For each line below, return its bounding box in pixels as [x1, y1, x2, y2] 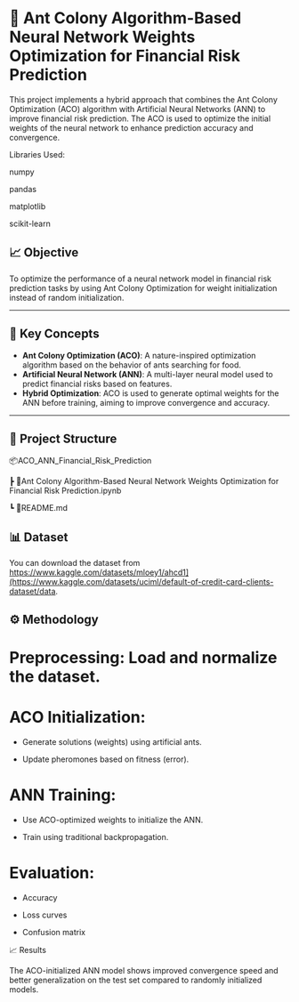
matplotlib [9, 200, 46, 212]
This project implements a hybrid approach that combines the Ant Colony [9, 93, 279, 105]
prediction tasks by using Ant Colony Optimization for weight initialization [9, 282, 278, 293]
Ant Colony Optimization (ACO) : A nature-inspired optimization [21, 350, 256, 360]
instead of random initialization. [9, 292, 125, 303]
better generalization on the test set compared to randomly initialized [9, 974, 263, 985]
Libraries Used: [9, 149, 65, 159]
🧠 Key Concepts [9, 327, 100, 342]
